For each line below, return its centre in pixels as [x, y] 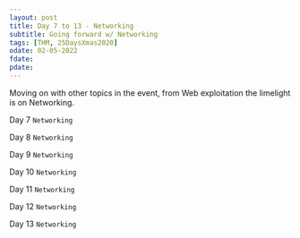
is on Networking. [42, 102]
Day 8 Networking [41, 137]
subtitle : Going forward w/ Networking [84, 34]
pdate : [21, 68]
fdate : [21, 59]
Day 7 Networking [41, 119]
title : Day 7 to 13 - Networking [72, 26]
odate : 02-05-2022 [43, 51]
